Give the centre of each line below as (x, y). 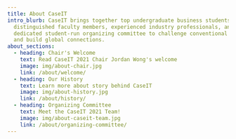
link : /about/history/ (53, 99)
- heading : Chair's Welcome (55, 53)
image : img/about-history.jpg (64, 92)
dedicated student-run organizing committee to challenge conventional (121, 33)
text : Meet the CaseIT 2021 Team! (70, 112)
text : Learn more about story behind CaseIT (86, 86)
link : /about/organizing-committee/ (74, 125)
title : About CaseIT (38, 14)
